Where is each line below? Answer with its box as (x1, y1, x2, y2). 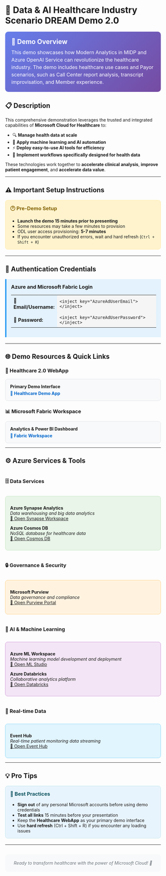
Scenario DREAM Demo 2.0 (5, 15, 120, 26)
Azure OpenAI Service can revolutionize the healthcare (11, 56, 139, 63)
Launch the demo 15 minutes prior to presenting (17, 218, 118, 224)
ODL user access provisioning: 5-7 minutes (17, 228, 106, 234)
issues (17, 828, 31, 834)
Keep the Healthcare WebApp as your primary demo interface (17, 818, 145, 824)
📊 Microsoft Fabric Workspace (5, 408, 82, 415)
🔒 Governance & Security (5, 562, 67, 569)
